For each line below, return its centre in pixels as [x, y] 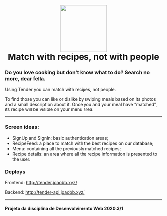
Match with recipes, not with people [83, 57]
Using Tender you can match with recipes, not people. [61, 90]
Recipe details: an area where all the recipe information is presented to [85, 154]
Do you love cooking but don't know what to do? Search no [78, 73]
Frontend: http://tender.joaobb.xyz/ [41, 183]
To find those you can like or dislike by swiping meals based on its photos [81, 99]
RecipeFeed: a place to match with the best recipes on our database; [83, 143]
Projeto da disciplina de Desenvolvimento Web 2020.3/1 [64, 208]
